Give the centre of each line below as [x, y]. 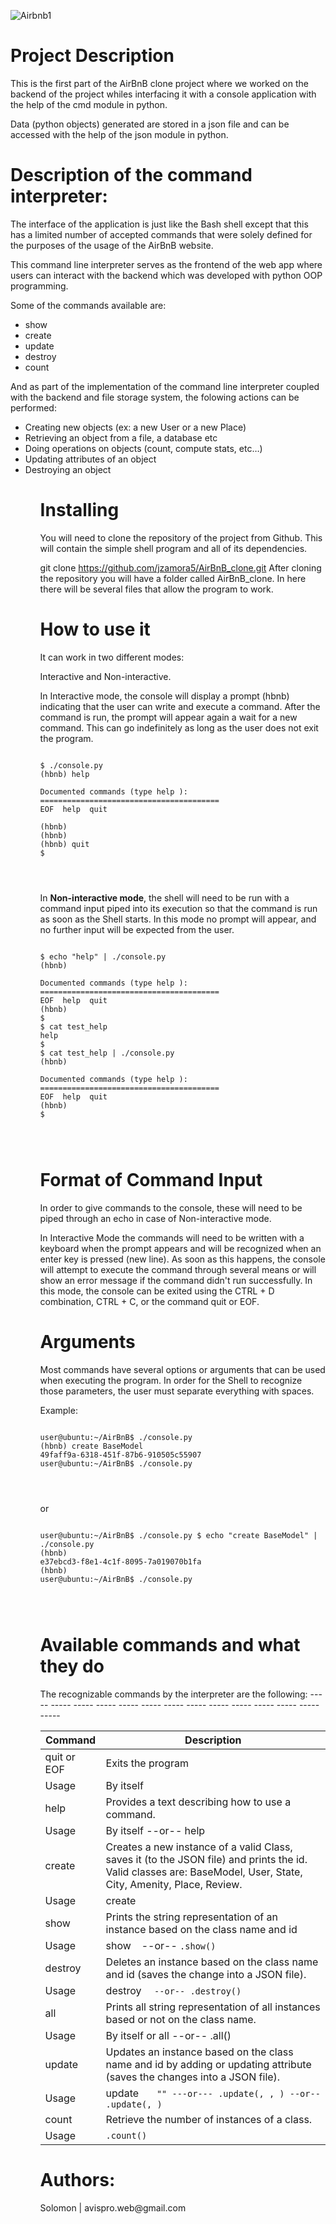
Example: [58, 1410]
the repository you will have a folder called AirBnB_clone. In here [173, 578]
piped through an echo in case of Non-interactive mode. [155, 1218]
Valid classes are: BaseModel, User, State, [204, 1872]
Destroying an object [68, 469]
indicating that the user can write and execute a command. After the [180, 706]
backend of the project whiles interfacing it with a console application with [163, 94]
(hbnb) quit [64, 844]
